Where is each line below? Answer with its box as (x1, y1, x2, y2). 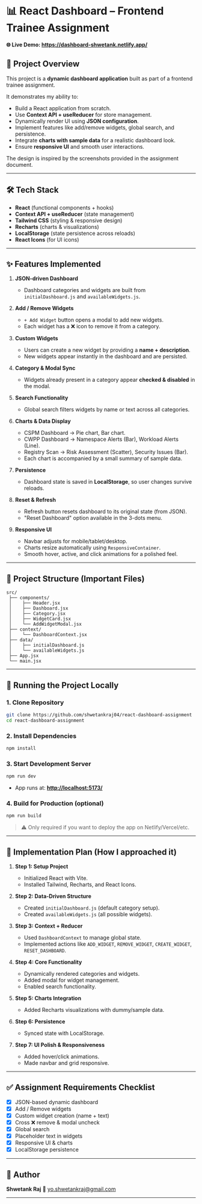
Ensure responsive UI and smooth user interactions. (14, 143, 144, 150)
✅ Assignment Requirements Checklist (6, 1082, 155, 1093)
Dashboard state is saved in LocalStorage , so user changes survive (23, 478, 192, 485)
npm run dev (6, 773, 36, 779)
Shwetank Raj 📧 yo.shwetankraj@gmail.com (6, 1185, 116, 1193)
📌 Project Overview (6, 59, 80, 69)
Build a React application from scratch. (14, 104, 111, 111)
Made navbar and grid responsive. (23, 1059, 109, 1066)
